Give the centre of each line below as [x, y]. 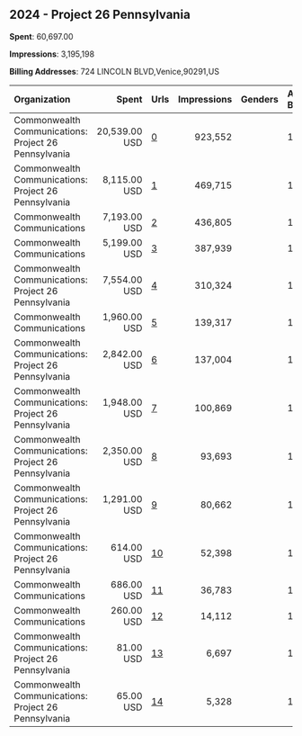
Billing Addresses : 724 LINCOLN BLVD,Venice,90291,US [115, 71]
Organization [42, 99]
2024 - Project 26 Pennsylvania [100, 15]
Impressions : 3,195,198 [52, 54]
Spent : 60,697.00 [41, 36]
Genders [260, 99]
